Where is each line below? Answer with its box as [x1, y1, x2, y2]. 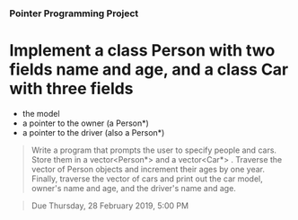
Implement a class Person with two [9, 40, 276, 61]
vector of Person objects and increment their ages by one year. [31, 163, 266, 174]
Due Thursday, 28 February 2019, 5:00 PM [31, 200, 189, 211]
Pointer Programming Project [9, 7, 139, 20]
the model [22, 108, 60, 119]
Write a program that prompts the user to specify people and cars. [31, 145, 276, 155]
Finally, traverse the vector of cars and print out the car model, [31, 173, 263, 184]
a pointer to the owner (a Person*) [22, 118, 150, 128]
